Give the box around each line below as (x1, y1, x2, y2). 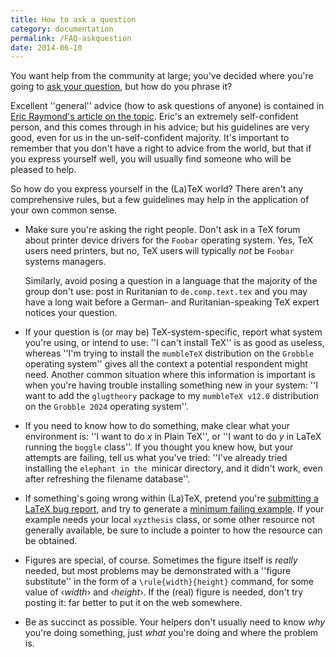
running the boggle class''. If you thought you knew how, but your (24, 441, 294, 453)
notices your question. (24, 307, 118, 319)
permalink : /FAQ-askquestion (10, 33, 132, 43)
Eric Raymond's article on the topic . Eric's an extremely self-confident (10, 111, 299, 123)
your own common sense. (10, 204, 118, 216)
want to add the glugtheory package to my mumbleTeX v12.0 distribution (24, 390, 320, 402)
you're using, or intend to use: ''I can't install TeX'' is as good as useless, (24, 337, 325, 349)
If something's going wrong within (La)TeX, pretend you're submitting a (24, 492, 319, 505)
